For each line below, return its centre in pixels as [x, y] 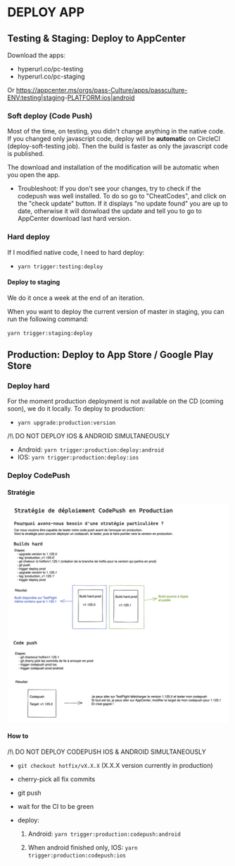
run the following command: [48, 319]
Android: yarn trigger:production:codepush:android [104, 834]
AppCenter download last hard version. [74, 219]
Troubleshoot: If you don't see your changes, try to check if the [109, 188]
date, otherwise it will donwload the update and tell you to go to [109, 211]
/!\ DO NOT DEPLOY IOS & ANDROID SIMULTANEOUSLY [89, 436]
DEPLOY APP [46, 12]
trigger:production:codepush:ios [77, 855]
